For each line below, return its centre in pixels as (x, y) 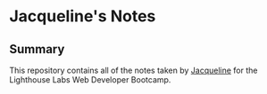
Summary (37, 49)
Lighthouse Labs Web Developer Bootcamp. (90, 80)
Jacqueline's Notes (83, 16)
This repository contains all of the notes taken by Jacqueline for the (133, 70)
